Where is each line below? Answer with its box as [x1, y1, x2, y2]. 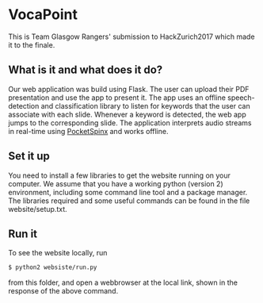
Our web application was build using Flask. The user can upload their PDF [8, 84, 250, 94]
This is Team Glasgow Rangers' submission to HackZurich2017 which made [8, 32, 255, 41]
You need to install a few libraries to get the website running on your [8, 171, 231, 180]
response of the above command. [8, 286, 119, 296]
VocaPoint [8, 6, 78, 24]
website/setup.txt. [8, 204, 67, 213]
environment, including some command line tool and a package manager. [8, 187, 248, 197]
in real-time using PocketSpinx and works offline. [8, 126, 169, 136]
